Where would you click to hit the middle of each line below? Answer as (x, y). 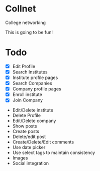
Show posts (25, 126)
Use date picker (29, 147)
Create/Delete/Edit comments (43, 142)
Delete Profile (27, 115)
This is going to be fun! (29, 32)
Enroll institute (27, 94)
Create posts (26, 131)
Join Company (28, 100)
